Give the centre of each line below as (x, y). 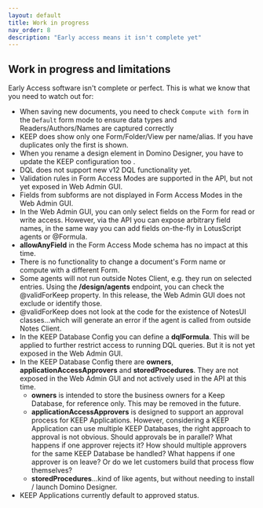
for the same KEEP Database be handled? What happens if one (133, 454)
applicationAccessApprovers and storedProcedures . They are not (129, 371)
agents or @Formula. (53, 237)
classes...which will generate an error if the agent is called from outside (135, 320)
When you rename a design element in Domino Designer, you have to (131, 153)
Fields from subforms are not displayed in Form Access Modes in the (131, 195)
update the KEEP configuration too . (77, 162)
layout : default (35, 15)
